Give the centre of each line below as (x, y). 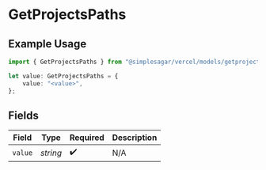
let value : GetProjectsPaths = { (63, 76)
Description (135, 138)
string (51, 153)
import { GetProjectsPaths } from (65, 62)
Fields (24, 115)
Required (87, 138)
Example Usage (47, 44)
